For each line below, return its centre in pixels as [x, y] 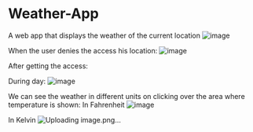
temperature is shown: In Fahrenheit [66, 104]
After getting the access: [48, 66]
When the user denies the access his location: [83, 50]
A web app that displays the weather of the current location [104, 35]
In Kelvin [22, 119]
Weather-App [54, 14]
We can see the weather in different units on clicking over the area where [126, 96]
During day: [27, 81]
